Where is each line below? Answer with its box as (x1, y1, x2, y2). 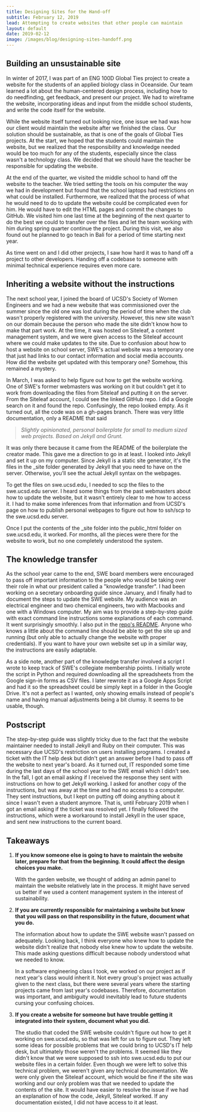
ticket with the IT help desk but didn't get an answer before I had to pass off (6, 754, 193, 762)
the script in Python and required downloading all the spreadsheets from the (6, 671, 194, 678)
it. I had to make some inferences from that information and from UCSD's (6, 500, 186, 507)
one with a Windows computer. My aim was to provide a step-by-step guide (6, 608, 193, 616)
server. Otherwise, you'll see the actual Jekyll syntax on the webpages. (6, 469, 181, 476)
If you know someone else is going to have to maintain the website (14, 851, 183, 859)
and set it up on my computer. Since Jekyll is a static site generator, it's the (6, 457, 191, 464)
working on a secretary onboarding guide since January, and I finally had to (6, 589, 192, 597)
